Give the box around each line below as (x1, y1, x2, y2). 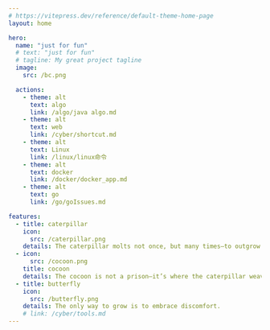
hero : (8, 34, 27, 42)
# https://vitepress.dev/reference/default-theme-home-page (8, 11, 215, 20)
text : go (29, 191, 59, 199)
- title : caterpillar (15, 220, 88, 228)
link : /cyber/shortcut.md (29, 130, 117, 139)
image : (15, 64, 38, 72)
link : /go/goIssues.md (29, 198, 106, 206)
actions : (15, 85, 45, 93)
